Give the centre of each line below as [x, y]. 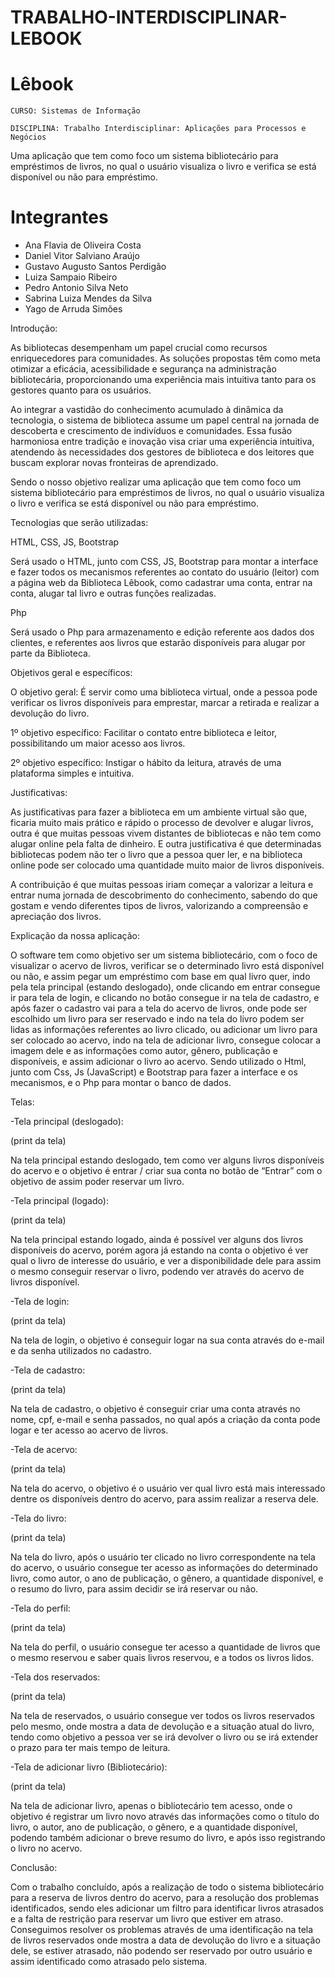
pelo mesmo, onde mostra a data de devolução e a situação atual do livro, [162, 1727]
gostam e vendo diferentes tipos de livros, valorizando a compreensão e [159, 906]
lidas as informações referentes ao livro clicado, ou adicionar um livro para [164, 1030]
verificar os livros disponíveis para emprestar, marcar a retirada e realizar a [165, 703]
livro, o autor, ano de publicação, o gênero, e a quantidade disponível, [154, 1827]
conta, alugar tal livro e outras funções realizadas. [113, 593]
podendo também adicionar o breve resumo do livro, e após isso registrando [168, 1838]
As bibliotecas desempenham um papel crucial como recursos [139, 348]
